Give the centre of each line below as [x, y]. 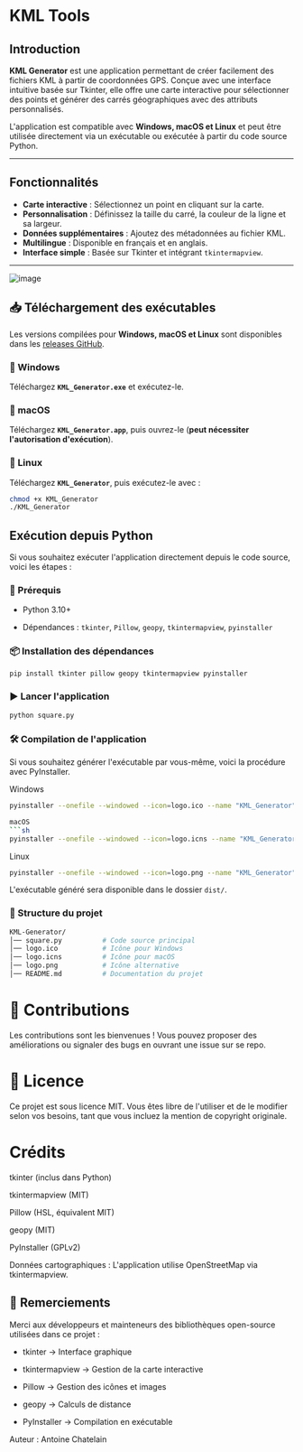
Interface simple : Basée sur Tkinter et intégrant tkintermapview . [142, 252]
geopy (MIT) [32, 1230]
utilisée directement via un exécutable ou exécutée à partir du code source [148, 136]
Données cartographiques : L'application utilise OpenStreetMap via [134, 1264]
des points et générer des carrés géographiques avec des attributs [134, 99]
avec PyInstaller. [40, 772]
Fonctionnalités [54, 183]
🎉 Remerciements [60, 1303]
